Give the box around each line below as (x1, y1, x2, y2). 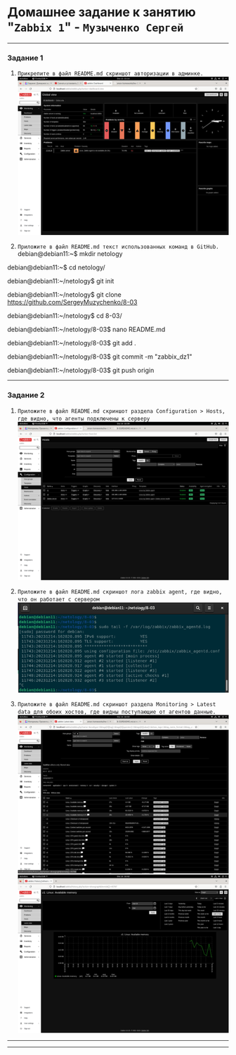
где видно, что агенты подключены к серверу (17, 415, 150, 422)
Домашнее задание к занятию (7, 4, 197, 20)
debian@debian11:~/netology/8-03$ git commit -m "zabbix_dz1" (7, 352, 192, 361)
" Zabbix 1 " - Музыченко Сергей (7, 19, 184, 35)
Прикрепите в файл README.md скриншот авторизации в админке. (17, 70, 204, 77)
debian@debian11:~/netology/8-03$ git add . (7, 339, 137, 347)
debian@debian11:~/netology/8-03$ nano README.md (7, 325, 166, 334)
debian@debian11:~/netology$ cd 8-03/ (7, 312, 122, 320)
